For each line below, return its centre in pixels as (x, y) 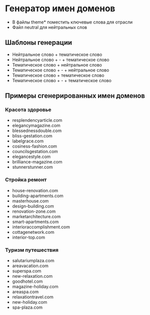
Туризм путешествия (32, 250)
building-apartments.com (38, 196)
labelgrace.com (28, 141)
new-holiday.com (30, 302)
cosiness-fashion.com (34, 146)
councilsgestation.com (35, 152)
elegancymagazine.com (36, 126)
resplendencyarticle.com (37, 120)
